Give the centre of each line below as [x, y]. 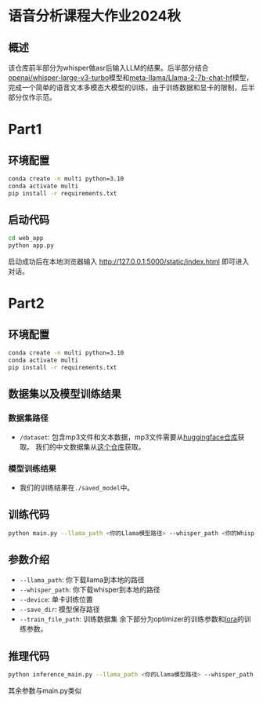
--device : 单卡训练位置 [56, 599]
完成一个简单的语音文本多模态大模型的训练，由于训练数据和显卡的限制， [124, 87]
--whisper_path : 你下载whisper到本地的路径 [90, 590]
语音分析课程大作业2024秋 [95, 16]
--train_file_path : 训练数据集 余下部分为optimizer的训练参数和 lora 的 [131, 619]
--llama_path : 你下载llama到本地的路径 [82, 580]
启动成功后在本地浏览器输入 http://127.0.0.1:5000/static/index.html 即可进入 [129, 262]
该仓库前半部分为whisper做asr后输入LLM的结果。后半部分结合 [108, 68]
